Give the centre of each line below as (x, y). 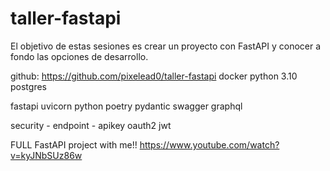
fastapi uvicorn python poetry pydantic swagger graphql (126, 106)
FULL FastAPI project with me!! (74, 144)
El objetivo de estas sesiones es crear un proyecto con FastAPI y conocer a (166, 46)
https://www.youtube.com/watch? (209, 144)
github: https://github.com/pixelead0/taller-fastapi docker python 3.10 (154, 76)
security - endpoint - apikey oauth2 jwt (91, 125)
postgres (28, 86)
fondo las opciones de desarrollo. (79, 56)
